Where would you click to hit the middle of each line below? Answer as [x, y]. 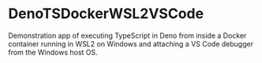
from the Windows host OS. [53, 52]
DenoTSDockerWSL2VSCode [106, 14]
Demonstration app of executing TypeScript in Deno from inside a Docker [127, 35]
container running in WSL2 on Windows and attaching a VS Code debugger [131, 43]
